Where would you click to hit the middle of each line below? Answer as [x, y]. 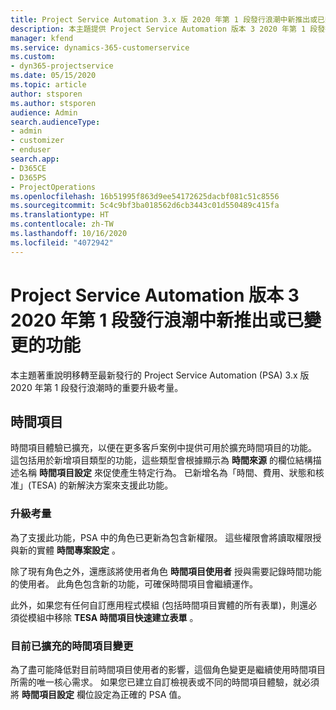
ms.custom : [33, 57]
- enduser [31, 150]
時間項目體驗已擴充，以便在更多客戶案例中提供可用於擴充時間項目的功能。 [163, 448]
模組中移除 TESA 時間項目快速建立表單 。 [113, 617]
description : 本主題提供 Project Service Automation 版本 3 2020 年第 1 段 [164, 29]
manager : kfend [42, 38]
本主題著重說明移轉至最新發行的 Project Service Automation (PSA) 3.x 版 [160, 375]
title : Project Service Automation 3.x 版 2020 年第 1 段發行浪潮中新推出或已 [167, 19]
